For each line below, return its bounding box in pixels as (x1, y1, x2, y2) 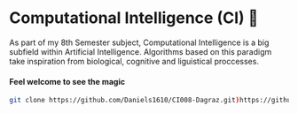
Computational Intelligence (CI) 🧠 (9, 8, 259, 28)
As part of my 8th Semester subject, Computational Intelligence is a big (9, 37, 270, 48)
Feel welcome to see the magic (9, 76, 126, 87)
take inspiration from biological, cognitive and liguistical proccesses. (9, 56, 260, 66)
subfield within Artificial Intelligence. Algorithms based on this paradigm (9, 46, 272, 56)
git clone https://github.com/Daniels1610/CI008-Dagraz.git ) (9, 96, 240, 105)
